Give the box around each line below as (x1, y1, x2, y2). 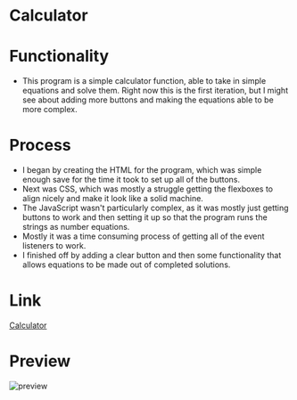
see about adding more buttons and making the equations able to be (21, 94, 274, 105)
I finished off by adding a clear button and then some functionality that (21, 250, 282, 261)
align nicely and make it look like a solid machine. (21, 193, 203, 204)
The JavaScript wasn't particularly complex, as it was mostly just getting (21, 202, 289, 214)
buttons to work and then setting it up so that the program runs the (21, 212, 268, 223)
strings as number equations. (21, 222, 130, 233)
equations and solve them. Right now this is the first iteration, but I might (21, 86, 288, 96)
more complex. (21, 104, 78, 115)
